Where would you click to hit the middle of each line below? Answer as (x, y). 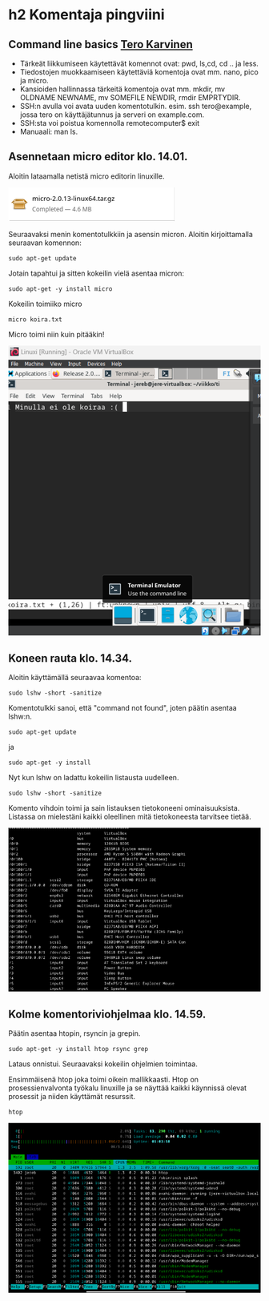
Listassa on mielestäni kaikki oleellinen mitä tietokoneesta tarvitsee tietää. (130, 817)
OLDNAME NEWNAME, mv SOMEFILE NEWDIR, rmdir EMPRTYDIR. (130, 97)
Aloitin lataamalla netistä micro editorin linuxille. (86, 176)
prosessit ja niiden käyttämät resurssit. (72, 1096)
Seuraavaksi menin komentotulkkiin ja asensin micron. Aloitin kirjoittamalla (131, 234)
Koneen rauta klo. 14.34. (70, 658)
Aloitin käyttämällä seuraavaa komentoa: (75, 678)
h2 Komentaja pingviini (87, 15)
